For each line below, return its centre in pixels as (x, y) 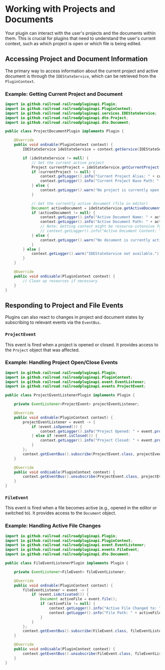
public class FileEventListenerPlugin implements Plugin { (67, 563)
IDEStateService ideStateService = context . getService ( (81, 149)
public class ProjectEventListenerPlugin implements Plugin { (70, 395)
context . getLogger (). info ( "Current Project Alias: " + (97, 176)
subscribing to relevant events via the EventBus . (53, 322)
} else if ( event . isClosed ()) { (64, 436)
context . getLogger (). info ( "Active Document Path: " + (96, 222)
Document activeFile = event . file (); (79, 599)
